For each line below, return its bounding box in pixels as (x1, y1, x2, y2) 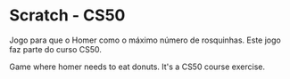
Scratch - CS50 (9, 5, 126, 26)
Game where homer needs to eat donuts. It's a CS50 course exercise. (9, 61, 266, 72)
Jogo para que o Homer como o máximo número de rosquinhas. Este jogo (9, 35, 281, 45)
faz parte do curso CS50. (9, 43, 103, 54)
